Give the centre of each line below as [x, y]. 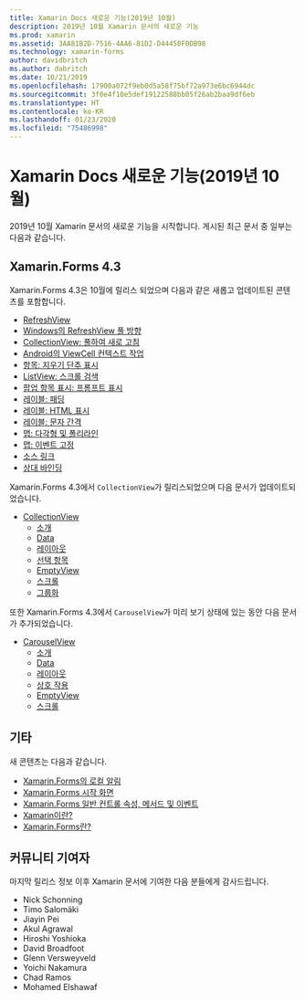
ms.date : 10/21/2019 [49, 78]
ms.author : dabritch [49, 69]
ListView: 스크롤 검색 [60, 376]
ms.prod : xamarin [42, 35]
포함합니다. [46, 301]
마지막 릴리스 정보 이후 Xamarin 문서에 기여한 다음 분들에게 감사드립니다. [139, 881]
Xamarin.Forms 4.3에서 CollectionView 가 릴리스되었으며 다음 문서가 [133, 487]
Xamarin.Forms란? [57, 826]
